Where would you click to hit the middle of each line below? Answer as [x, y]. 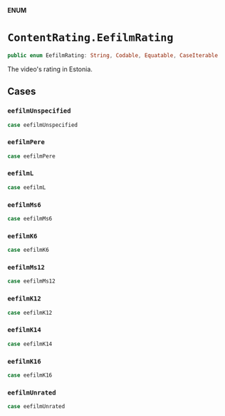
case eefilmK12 [30, 313]
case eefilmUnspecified [43, 125]
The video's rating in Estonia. [50, 69]
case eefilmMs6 [30, 219]
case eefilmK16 [30, 375]
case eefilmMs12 [31, 281]
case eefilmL [27, 187]
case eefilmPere [31, 156]
